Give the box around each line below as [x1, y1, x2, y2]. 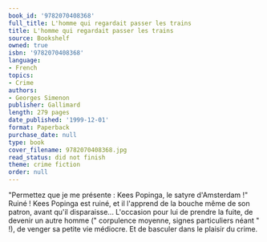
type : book [8, 138, 45, 147]
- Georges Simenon [8, 94, 70, 102]
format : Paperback [8, 123, 70, 131]
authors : [8, 86, 38, 95]
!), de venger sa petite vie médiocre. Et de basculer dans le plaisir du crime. [8, 224, 258, 233]
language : [8, 57, 42, 65]
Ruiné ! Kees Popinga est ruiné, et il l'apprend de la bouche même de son [8, 199, 250, 208]
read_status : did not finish [8, 153, 106, 161]
